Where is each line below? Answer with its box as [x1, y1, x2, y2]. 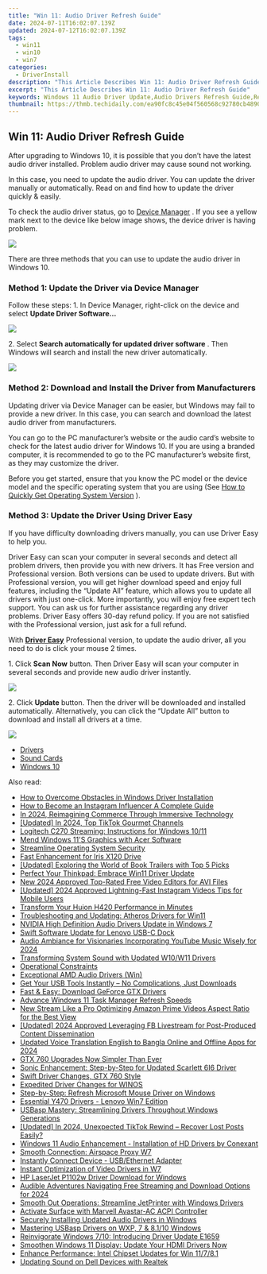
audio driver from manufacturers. [8, 417, 117, 427]
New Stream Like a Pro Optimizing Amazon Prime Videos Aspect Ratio [19, 1003, 250, 1013]
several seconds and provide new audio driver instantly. [8, 667, 192, 676]
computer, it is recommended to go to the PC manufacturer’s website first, [8, 450, 251, 459]
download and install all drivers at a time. [8, 714, 142, 724]
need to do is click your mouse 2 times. [8, 643, 137, 652]
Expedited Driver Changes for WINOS [19, 1079, 143, 1089]
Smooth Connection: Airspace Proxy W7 [19, 1147, 153, 1156]
